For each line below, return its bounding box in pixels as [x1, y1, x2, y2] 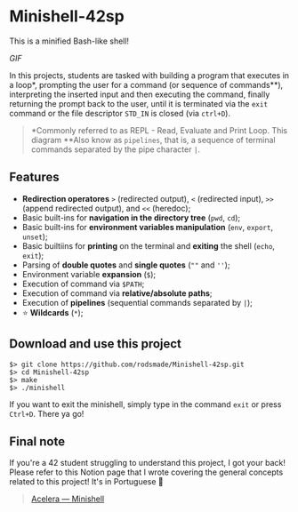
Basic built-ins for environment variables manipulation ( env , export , [21, 221, 274, 232]
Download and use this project [9, 336, 182, 352]
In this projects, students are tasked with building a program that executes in [9, 69, 290, 81]
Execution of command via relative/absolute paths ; [21, 287, 213, 299]
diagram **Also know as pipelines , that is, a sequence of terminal [30, 134, 276, 145]
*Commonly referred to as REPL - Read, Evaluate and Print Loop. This [30, 124, 287, 135]
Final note [9, 434, 65, 449]
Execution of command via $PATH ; [21, 278, 145, 289]
